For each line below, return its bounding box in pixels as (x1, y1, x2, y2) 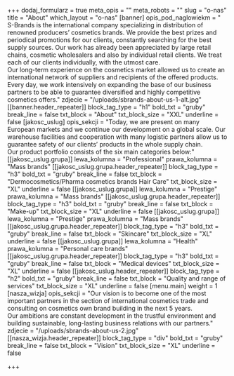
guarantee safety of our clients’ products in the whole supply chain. (7, 140, 203, 148)
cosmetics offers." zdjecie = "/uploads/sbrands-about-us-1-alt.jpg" (7, 95, 202, 104)
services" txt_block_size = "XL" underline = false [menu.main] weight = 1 (7, 282, 218, 290)
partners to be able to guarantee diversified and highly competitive (7, 88, 201, 96)
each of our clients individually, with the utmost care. (7, 58, 160, 66)
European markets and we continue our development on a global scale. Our (7, 126, 226, 133)
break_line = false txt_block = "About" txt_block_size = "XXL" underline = (7, 110, 219, 119)
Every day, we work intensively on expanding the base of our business (7, 81, 212, 88)
